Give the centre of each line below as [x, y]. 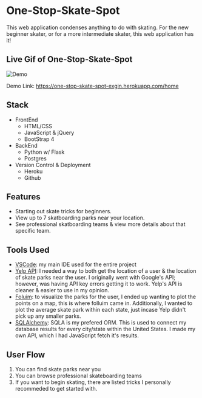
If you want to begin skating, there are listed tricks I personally [93, 382]
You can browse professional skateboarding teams [79, 376]
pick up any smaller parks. [48, 316]
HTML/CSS [38, 126]
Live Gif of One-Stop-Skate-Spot [69, 59]
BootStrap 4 [39, 139]
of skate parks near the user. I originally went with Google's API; [95, 278]
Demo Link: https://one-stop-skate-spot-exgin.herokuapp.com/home [93, 86]
